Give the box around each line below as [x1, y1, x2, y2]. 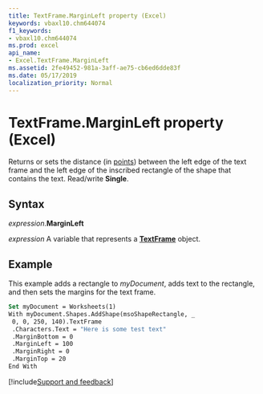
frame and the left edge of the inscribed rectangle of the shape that [8, 165, 232, 175]
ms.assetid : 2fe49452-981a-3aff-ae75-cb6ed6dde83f [8, 64, 181, 72]
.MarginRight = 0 [11, 347, 70, 355]
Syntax [8, 197, 45, 211]
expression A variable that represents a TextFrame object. [8, 234, 201, 244]
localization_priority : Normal [8, 79, 113, 87]
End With [8, 363, 38, 371]
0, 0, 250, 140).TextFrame [11, 318, 103, 326]
